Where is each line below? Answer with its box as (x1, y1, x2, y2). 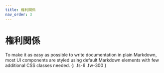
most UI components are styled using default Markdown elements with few (5, 57, 160, 63)
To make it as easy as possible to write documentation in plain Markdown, (5, 52, 157, 58)
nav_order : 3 (5, 12, 32, 17)
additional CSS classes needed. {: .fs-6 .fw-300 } (5, 62, 107, 68)
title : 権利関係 (5, 7, 36, 12)
